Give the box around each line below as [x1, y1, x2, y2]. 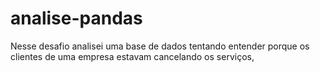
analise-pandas [10, 7, 143, 30]
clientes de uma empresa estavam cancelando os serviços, [10, 50, 255, 62]
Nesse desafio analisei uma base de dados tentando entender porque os [10, 40, 310, 52]
